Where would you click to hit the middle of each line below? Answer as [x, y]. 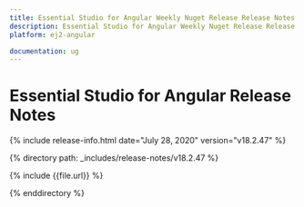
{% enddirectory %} [47, 193]
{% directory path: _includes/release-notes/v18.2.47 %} [114, 158]
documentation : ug [44, 51]
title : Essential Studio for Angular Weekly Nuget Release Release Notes [152, 18]
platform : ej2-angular [52, 34]
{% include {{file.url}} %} [56, 176]
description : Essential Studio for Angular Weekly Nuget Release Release [152, 26]
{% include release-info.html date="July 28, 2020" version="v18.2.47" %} [148, 141]
